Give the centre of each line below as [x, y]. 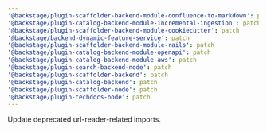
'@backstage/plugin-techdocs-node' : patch [79, 97]
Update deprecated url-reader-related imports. [84, 119]
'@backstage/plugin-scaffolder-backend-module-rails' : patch [111, 45]
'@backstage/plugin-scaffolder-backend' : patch [88, 75]
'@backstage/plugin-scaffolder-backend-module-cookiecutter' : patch [124, 30]
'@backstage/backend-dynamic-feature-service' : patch [99, 38]
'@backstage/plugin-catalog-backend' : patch [82, 82]
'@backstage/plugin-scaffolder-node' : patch [82, 89]
